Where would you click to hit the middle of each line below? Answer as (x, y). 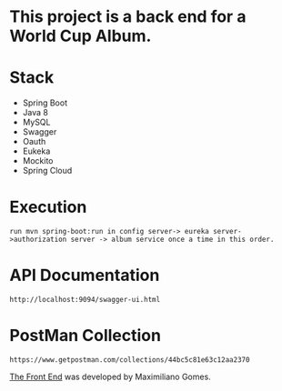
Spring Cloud (47, 171)
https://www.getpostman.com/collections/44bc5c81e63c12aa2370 (130, 360)
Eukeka (36, 151)
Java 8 (35, 113)
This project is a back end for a (128, 17)
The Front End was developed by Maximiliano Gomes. (110, 376)
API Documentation (85, 276)
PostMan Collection (86, 336)
